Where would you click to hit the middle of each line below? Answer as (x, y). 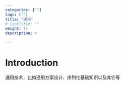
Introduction (32, 63)
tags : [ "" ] (17, 15)
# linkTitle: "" (22, 24)
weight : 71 (17, 29)
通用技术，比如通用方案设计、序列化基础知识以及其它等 (62, 77)
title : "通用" (19, 19)
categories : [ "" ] (23, 10)
